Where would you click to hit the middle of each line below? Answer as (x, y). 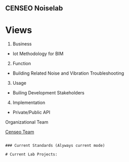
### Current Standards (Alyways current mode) (55, 146)
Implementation (29, 102)
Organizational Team (27, 122)
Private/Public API (31, 113)
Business (22, 44)
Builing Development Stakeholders (49, 93)
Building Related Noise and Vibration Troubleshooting (68, 73)
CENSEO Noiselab (34, 8)
